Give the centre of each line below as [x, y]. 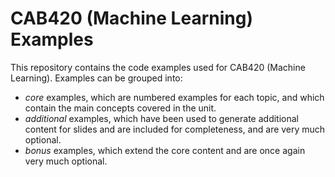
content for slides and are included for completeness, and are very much [175, 129]
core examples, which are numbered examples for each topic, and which [174, 97]
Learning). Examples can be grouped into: [96, 78]
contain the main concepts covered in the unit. [120, 108]
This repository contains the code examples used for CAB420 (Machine [158, 67]
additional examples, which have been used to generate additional [161, 118]
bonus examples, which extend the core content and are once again [165, 150]
